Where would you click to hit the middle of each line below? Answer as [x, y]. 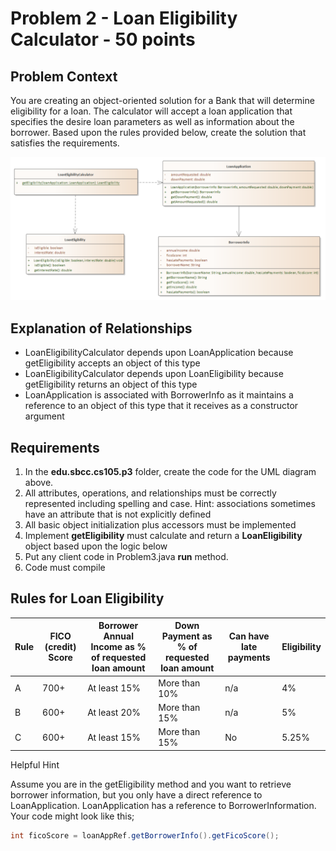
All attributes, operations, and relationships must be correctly [150, 493]
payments [249, 658]
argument [44, 416]
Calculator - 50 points [103, 39]
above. [39, 482]
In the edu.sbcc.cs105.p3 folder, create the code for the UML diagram [170, 471]
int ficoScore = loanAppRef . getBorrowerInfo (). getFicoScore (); [145, 835]
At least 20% [114, 713]
